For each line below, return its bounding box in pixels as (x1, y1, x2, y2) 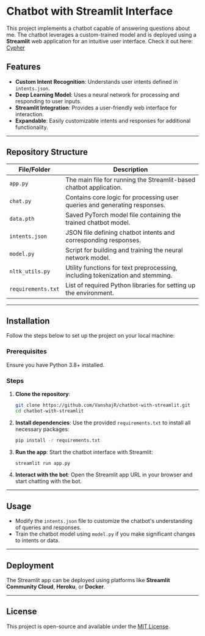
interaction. (15, 110, 44, 117)
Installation (6, 316, 50, 326)
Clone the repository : (15, 390, 71, 398)
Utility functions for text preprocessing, (65, 263, 178, 272)
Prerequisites (6, 347, 47, 356)
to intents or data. (15, 537, 60, 544)
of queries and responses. (15, 524, 82, 531)
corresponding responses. (65, 235, 142, 244)
